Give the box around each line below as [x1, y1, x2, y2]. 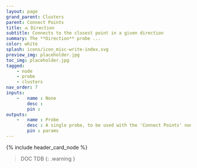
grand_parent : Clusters [6, 14, 64, 20]
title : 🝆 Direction [6, 24, 55, 31]
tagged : [6, 62, 25, 69]
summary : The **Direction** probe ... [6, 36, 101, 41]
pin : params [27, 128, 59, 134]
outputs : [6, 111, 28, 117]
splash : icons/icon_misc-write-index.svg [6, 47, 109, 52]
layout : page [6, 8, 38, 15]
